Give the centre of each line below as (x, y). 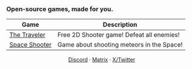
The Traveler (27, 35)
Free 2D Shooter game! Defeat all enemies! (118, 35)
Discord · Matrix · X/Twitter (102, 60)
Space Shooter (31, 45)
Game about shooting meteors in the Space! (120, 45)
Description (120, 25)
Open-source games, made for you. (60, 9)
